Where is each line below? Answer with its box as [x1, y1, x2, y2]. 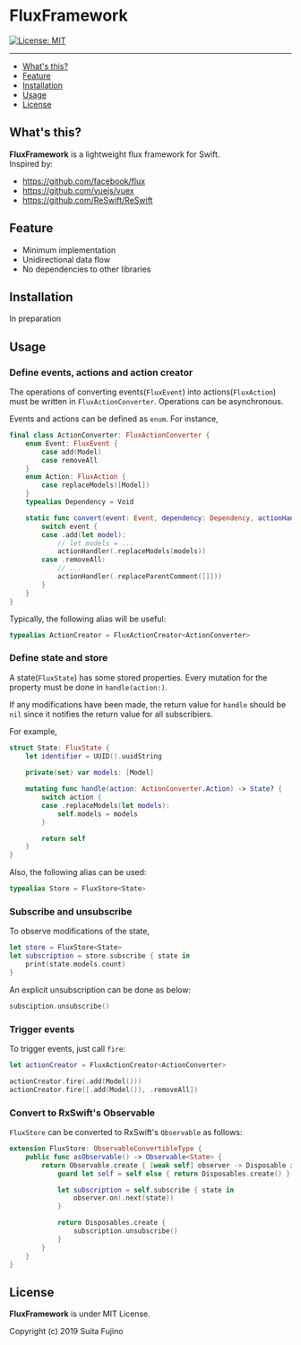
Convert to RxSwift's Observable [9, 1106, 155, 1119]
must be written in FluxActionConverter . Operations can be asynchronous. [9, 396, 284, 407]
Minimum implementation [21, 244, 116, 256]
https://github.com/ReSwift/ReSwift [21, 195, 153, 205]
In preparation [9, 313, 62, 324]
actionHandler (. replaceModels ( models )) [56, 547, 206, 556]
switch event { [41, 522, 99, 531]
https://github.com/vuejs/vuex [21, 185, 134, 195]
